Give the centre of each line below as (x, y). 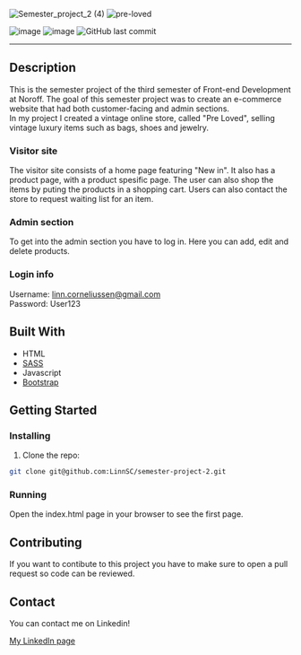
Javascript (42, 372)
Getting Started (53, 410)
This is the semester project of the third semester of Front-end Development (150, 89)
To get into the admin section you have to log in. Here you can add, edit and (149, 241)
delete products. (39, 251)
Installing (30, 435)
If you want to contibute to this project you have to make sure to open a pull (149, 564)
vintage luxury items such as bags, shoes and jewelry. (109, 127)
